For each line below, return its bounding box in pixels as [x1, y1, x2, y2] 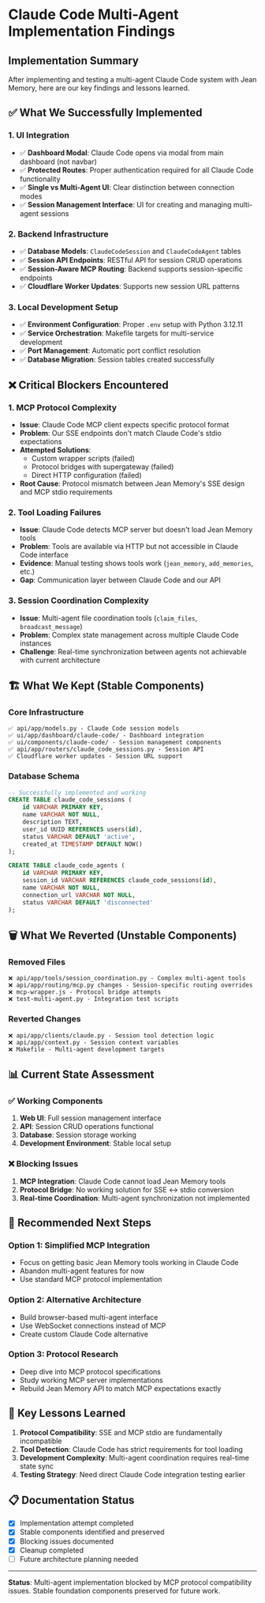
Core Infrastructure [8, 707, 84, 718]
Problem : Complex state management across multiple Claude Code [19, 630, 239, 639]
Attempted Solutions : [19, 445, 91, 454]
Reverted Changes [8, 1014, 81, 1025]
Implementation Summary [8, 54, 140, 67]
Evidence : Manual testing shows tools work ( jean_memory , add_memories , [19, 559, 254, 568]
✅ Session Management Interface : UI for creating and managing [19, 199, 232, 209]
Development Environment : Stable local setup [19, 1139, 172, 1148]
